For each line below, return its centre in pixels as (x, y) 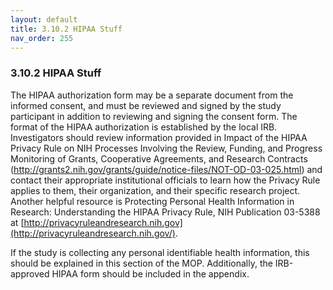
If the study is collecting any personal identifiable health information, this (160, 252)
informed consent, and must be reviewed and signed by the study (146, 105)
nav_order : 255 (42, 38)
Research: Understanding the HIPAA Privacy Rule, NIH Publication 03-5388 (165, 212)
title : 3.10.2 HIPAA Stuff (66, 29)
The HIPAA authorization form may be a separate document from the (152, 95)
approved (30, 273)
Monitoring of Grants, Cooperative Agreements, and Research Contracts (159, 158)
